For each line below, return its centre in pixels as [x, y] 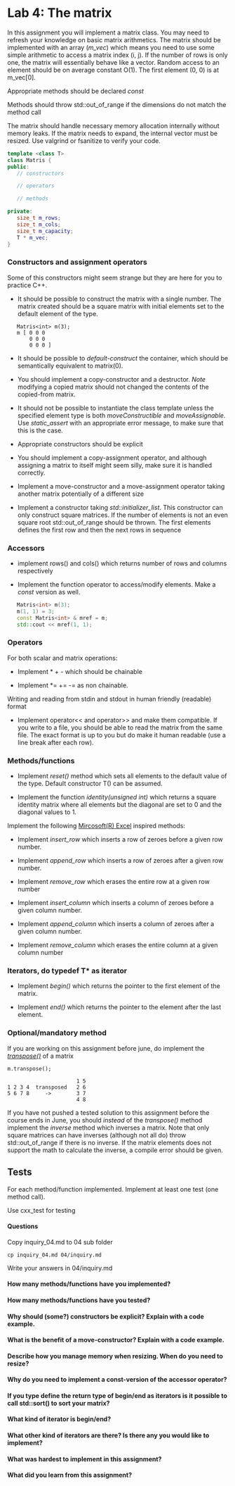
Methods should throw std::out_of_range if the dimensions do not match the [117, 104]
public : [19, 167]
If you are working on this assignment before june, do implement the [106, 1048]
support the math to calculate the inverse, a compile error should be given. [115, 1150]
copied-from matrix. [46, 394]
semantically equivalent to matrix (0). [70, 366]
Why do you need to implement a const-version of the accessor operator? [117, 1380]
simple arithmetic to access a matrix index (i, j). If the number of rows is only [117, 55]
